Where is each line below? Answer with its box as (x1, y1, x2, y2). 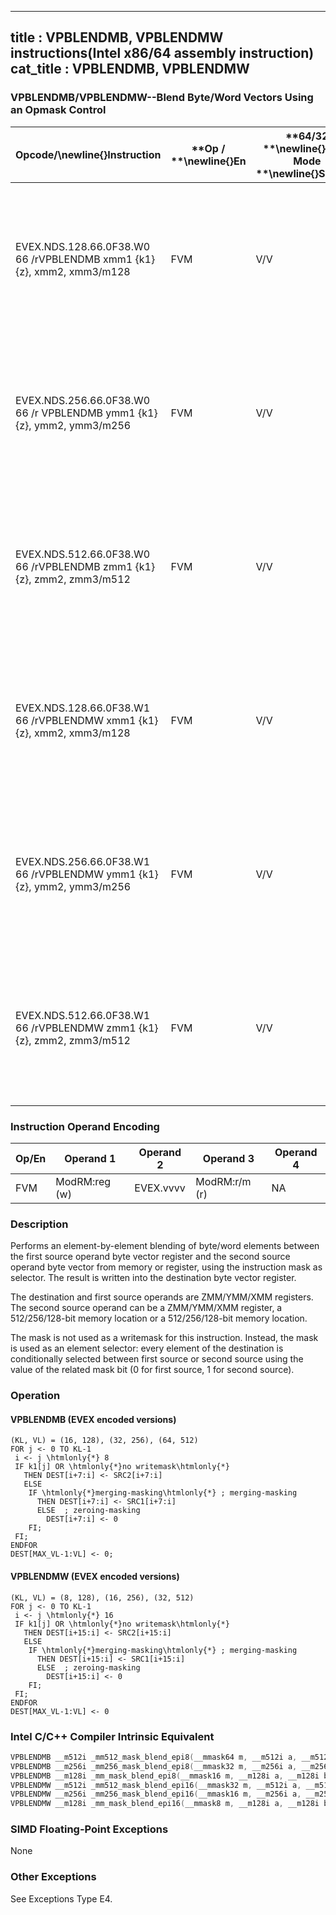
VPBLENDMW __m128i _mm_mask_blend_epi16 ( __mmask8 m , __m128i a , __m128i (10, 1799, 320, 1809)
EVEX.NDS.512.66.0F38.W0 (15, 547, 151, 561)
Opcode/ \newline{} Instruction (15, 147, 162, 161)
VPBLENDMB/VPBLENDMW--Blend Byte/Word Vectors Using (10, 91, 314, 105)
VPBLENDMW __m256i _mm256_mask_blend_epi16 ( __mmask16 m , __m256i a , (10, 1789, 302, 1800)
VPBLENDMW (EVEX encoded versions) (10, 1571, 180, 1582)
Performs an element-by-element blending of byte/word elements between (10, 1240, 320, 1252)
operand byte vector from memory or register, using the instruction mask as (10, 1261, 323, 1273)
